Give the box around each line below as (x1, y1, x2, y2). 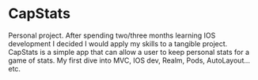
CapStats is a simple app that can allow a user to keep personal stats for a (8, 47, 250, 56)
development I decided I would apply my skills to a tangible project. (8, 38, 228, 48)
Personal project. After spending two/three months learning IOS (8, 31, 216, 40)
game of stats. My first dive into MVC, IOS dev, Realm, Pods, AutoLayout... (8, 56, 251, 65)
